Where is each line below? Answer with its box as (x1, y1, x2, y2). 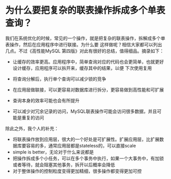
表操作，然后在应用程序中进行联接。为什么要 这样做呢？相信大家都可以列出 (5, 41, 162, 47)
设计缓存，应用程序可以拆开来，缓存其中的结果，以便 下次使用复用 (12, 65, 152, 71)
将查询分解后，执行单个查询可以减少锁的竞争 (12, 76, 107, 82)
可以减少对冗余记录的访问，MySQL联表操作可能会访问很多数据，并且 (12, 108, 157, 114)
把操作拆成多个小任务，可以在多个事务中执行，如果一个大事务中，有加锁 (12, 155, 164, 161)
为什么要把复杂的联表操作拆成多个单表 (5, 5, 166, 16)
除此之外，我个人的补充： (5, 125, 59, 131)
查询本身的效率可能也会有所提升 (12, 97, 80, 103)
